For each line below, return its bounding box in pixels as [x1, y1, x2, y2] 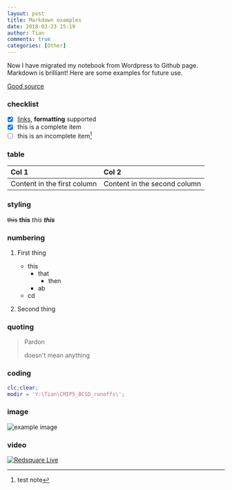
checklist [7, 99, 39, 109]
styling [7, 200, 31, 210]
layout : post [7, 10, 45, 17]
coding [7, 368, 31, 378]
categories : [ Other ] [7, 42, 67, 49]
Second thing [17, 305, 56, 314]
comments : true [7, 36, 51, 43]
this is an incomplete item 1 [17, 131, 93, 140]
